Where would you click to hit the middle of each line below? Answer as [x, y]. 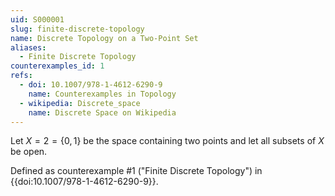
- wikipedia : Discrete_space [80, 103]
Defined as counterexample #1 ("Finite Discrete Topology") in [136, 171]
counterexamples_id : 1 [57, 66]
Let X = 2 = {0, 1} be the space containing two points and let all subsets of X [167, 141]
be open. [29, 152]
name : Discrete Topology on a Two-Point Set [104, 38]
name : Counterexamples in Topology [102, 94]
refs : [21, 76]
